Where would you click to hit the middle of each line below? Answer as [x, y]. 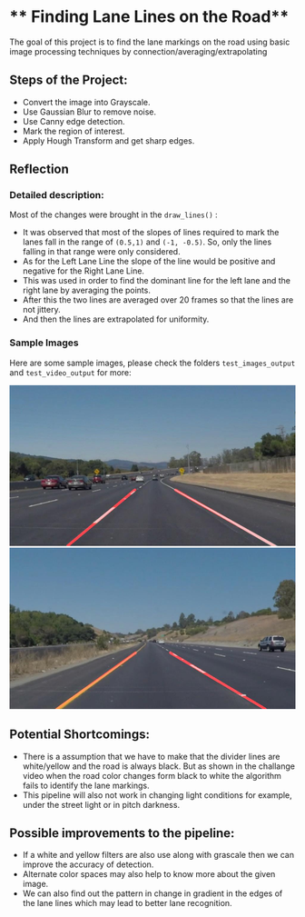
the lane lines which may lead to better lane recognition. [128, 903]
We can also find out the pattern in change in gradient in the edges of [152, 893]
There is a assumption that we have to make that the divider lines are [151, 756]
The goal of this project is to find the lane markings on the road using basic [150, 42]
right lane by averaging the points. [87, 290]
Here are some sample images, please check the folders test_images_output [152, 363]
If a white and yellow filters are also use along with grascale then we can [158, 855]
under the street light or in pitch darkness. [101, 804]
